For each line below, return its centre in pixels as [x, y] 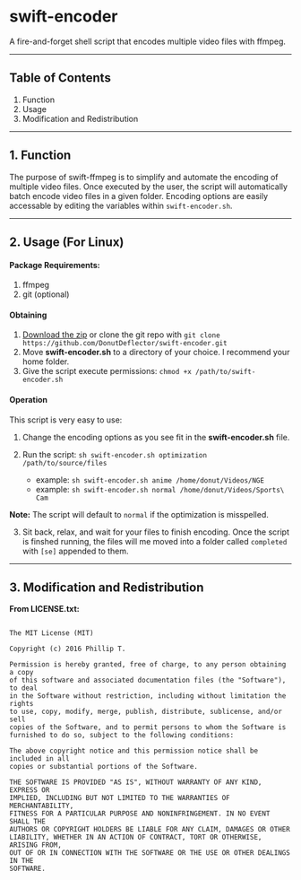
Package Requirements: [55, 265]
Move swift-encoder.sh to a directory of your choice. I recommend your [156, 353]
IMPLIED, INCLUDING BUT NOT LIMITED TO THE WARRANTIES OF [120, 798]
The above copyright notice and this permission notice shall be [133, 751]
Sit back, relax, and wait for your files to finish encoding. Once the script [155, 532]
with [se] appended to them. [75, 551]
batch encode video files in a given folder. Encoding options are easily [139, 196]
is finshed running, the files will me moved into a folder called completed [155, 541]
